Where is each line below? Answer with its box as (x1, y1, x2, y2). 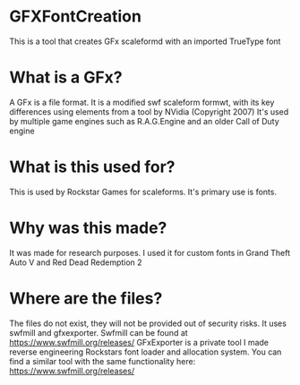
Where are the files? (9, 288, 163, 308)
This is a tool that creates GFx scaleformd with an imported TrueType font (9, 36, 281, 47)
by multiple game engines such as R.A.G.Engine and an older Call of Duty (9, 115, 279, 126)
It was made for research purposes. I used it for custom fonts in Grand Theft (9, 247, 291, 258)
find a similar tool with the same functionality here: (9, 355, 196, 366)
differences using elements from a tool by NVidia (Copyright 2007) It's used (9, 106, 289, 117)
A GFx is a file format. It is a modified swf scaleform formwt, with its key (9, 97, 275, 107)
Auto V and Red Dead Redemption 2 (9, 257, 142, 268)
